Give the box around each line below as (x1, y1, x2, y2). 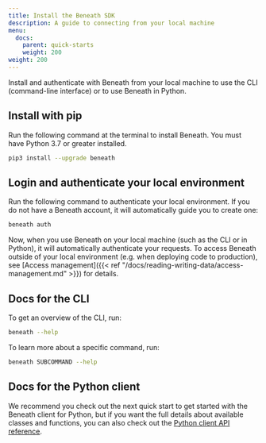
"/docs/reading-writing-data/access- (121, 260, 244, 270)
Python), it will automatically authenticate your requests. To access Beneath (8, 244, 256, 253)
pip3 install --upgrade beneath (8, 154, 115, 162)
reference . (8, 426, 42, 436)
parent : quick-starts (22, 41, 94, 49)
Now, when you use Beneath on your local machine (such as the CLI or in (8, 235, 248, 245)
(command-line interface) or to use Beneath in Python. (8, 86, 187, 95)
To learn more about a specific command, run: (8, 342, 160, 352)
